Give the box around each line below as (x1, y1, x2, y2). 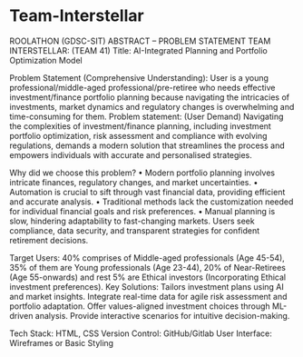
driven (9, 310, 34, 321)
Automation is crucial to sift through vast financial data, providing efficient (9, 186, 286, 197)
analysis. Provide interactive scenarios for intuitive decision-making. (34, 310, 290, 321)
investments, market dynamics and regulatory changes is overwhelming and (9, 101, 295, 112)
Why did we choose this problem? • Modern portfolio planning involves (9, 167, 275, 178)
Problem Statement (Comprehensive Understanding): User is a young (9, 72, 269, 83)
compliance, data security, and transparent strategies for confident (9, 224, 260, 236)
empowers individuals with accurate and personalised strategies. (9, 149, 252, 160)
